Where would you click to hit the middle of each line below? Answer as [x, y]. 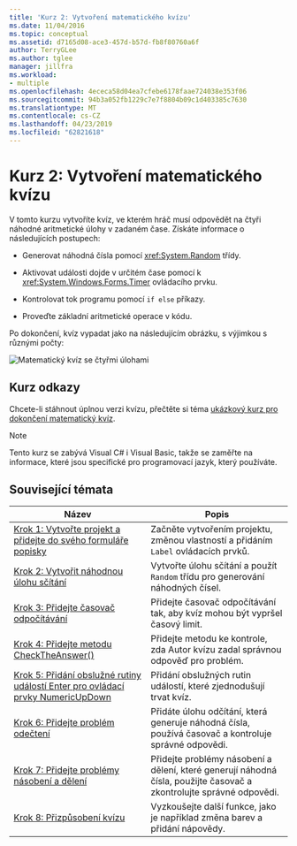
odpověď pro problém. [197, 661]
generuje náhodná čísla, [200, 723]
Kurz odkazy [45, 388]
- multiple [29, 83]
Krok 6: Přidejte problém [64, 723]
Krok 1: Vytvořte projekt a [67, 530]
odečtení [32, 734]
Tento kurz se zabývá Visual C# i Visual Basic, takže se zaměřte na [131, 453]
